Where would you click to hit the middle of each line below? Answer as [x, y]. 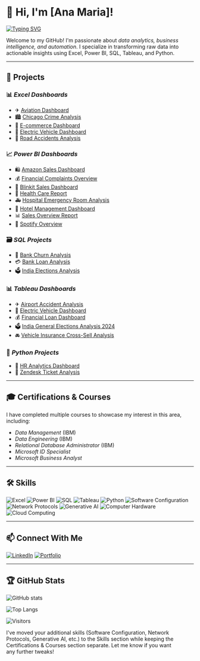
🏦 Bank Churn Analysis [43, 255]
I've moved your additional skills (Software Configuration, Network [88, 633]
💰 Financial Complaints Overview [56, 178]
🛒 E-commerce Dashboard [47, 125]
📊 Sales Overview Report [46, 215]
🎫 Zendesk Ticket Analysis [47, 372]
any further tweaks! [30, 652]
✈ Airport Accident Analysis [49, 304]
